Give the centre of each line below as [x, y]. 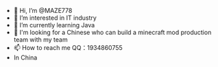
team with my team [40, 40]
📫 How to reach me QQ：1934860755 [68, 48]
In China [25, 57]
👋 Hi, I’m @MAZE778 [43, 11]
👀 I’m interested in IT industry [55, 18]
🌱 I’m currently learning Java [54, 25]
